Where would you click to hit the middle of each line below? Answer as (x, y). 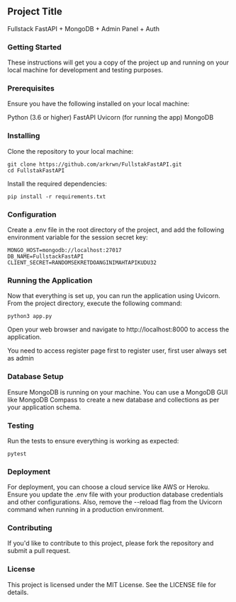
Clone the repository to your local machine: (71, 151)
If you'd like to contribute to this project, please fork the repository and (111, 543)
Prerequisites (31, 89)
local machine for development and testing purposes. (85, 70)
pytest (17, 454)
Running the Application (50, 280)
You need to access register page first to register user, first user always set (117, 351)
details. (18, 592)
